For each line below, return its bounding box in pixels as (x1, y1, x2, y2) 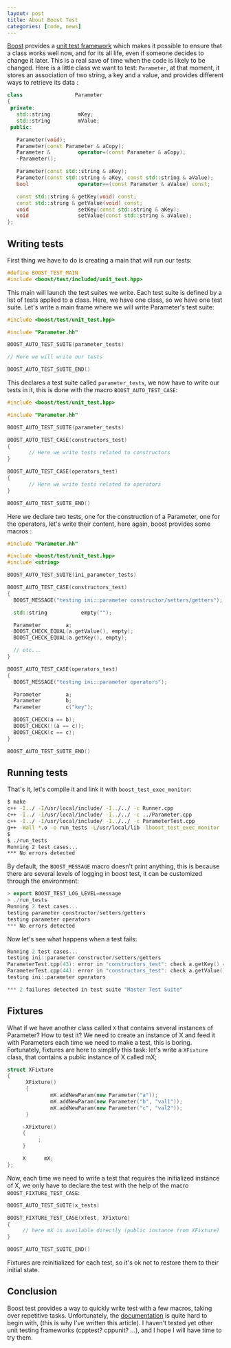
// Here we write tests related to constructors (28, 449, 170, 456)
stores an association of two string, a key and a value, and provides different (7, 71, 224, 79)
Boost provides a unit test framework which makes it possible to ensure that (7, 42, 222, 50)
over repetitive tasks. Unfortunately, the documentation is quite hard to (7, 1311, 208, 1320)
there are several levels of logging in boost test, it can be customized (7, 870, 203, 878)
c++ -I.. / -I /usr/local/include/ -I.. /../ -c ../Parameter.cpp (7, 811, 192, 819)
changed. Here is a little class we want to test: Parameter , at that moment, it (7, 63, 220, 72)
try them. (7, 1333, 33, 1341)
